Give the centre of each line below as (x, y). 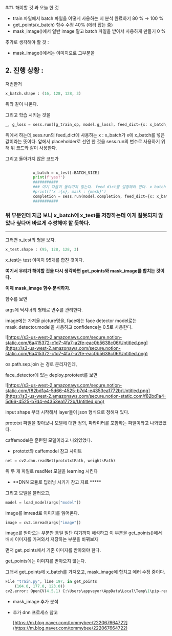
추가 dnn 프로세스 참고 (35, 612)
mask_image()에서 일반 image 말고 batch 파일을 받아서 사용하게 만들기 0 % (89, 31)
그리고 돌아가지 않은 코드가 (32, 158)
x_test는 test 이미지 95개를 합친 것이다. (45, 260)
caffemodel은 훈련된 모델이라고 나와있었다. (49, 440)
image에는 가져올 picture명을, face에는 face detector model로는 (71, 321)
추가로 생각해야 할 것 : (27, 42)
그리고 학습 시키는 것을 (28, 115)
